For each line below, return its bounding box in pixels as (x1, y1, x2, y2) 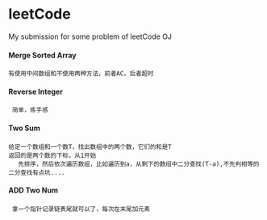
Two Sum (8, 123, 40, 133)
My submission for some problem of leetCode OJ (8, 32, 172, 41)
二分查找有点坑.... (8, 168, 65, 176)
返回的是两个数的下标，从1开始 (8, 151, 97, 159)
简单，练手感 (11, 106, 48, 114)
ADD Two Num (8, 185, 59, 195)
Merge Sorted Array (8, 50, 77, 60)
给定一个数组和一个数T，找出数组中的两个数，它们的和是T (8, 142, 172, 150)
